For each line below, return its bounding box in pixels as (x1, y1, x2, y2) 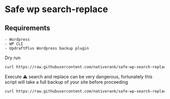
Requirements (5, 24, 50, 32)
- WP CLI (5, 41, 23, 46)
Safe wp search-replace (5, 4, 109, 15)
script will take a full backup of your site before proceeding (5, 79, 128, 85)
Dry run (5, 55, 21, 61)
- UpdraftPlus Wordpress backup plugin (5, 46, 89, 51)
